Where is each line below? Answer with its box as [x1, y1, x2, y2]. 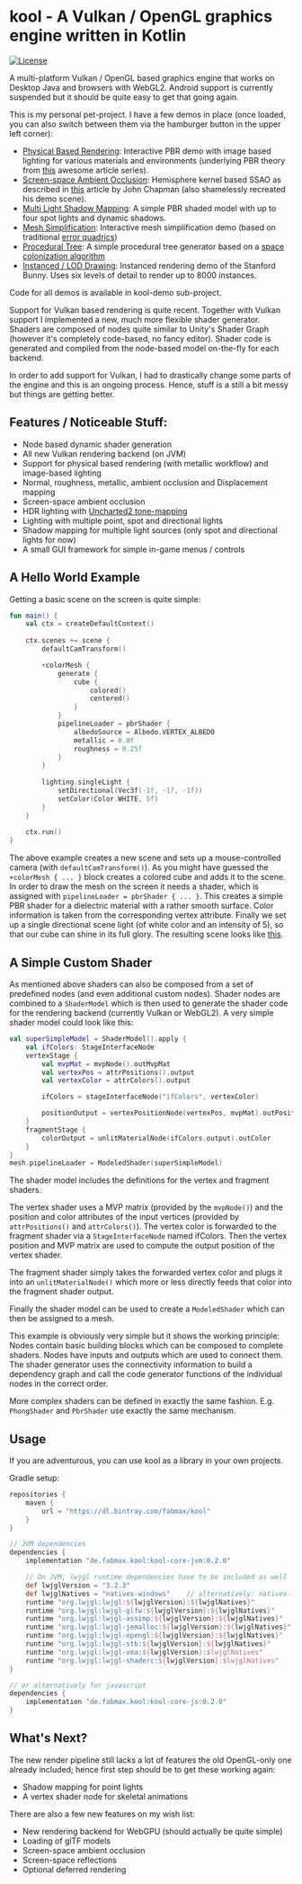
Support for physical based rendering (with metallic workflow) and [22, 458, 269, 468]
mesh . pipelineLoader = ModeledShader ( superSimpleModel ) [9, 1159, 223, 1168]
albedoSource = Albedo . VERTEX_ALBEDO [73, 727, 216, 736]
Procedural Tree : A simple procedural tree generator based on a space [22, 241, 285, 252]
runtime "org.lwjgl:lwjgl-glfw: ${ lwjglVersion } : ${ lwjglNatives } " [25, 1606, 276, 1615]
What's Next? [9, 1730, 88, 1746]
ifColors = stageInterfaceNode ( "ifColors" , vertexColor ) [41, 1092, 259, 1102]
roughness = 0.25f [73, 744, 143, 753]
